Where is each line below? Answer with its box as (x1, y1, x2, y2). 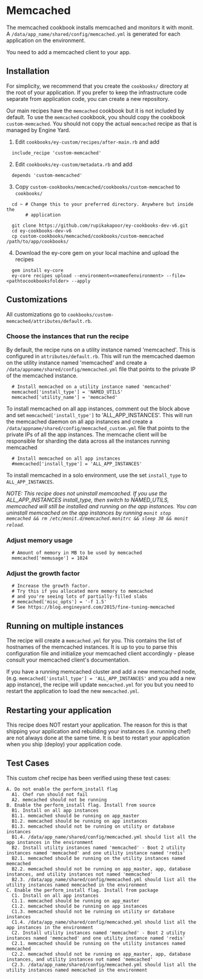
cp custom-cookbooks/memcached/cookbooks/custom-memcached (12, 233, 164, 239)
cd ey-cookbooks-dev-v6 (12, 227, 72, 234)
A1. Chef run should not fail (12, 791, 88, 797)
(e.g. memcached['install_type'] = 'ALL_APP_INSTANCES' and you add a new (6, 674, 196, 682)
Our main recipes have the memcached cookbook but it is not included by (6, 107, 184, 114)
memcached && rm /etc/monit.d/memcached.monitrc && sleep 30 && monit (6, 515, 188, 522)
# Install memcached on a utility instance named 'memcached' (12, 384, 172, 390)
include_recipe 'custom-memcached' (12, 150, 102, 156)
